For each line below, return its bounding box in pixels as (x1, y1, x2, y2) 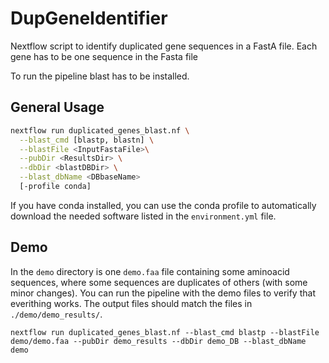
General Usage (10, 99, 105, 116)
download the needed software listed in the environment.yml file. (10, 210, 277, 222)
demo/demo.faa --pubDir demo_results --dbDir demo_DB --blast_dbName (10, 336, 307, 346)
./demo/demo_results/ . (10, 308, 103, 320)
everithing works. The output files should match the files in (10, 297, 253, 309)
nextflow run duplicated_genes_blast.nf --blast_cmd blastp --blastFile (10, 327, 320, 337)
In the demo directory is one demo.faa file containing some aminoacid (10, 265, 290, 277)
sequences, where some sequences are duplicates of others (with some (10, 276, 308, 288)
